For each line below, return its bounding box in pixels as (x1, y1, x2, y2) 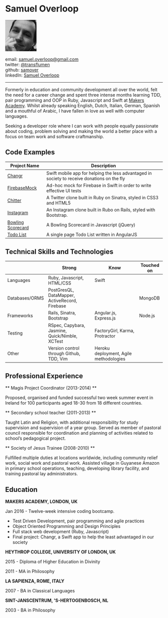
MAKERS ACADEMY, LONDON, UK (5, 498, 78, 504)
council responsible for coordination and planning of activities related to (5, 430, 153, 436)
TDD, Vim (48, 356, 68, 362)
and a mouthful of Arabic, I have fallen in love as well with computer (5, 108, 145, 114)
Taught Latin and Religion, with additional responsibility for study (5, 419, 138, 426)
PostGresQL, (48, 287, 74, 293)
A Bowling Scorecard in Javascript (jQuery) (46, 222, 135, 228)
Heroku (94, 345, 110, 351)
